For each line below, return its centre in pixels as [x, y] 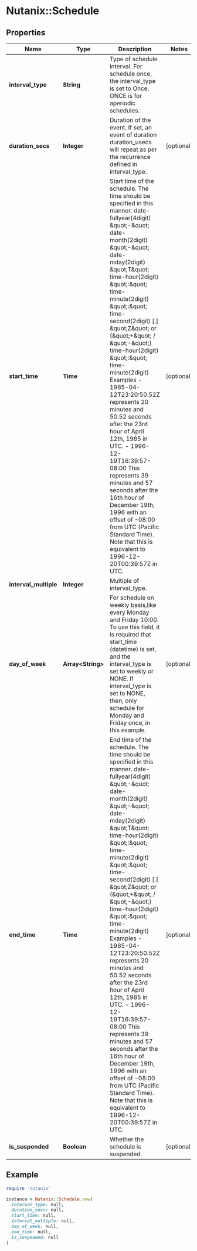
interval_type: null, [38, 1204]
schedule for [127, 708]
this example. [128, 730]
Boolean [75, 1147]
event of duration [133, 135]
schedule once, [131, 74]
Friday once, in [130, 723]
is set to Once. [129, 88]
